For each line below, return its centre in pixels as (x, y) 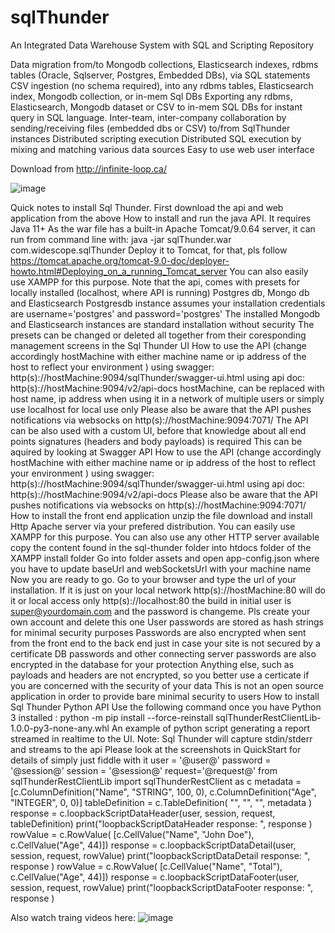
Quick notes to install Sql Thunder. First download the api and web (147, 207)
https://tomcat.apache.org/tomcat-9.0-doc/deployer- (120, 260)
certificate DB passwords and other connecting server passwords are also (163, 653)
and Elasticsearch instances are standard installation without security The (162, 324)
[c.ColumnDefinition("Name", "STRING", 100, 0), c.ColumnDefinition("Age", (163, 792)
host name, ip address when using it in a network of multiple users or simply (167, 398)
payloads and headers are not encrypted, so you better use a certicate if (160, 675)
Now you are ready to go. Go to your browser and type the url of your (153, 579)
